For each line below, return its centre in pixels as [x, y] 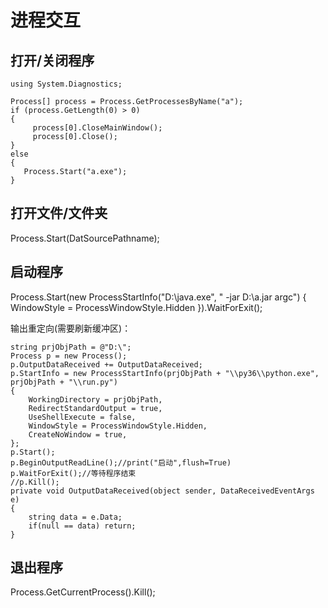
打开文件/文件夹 [59, 213]
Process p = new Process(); [69, 356]
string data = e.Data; [75, 517]
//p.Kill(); [35, 482]
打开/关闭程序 [52, 60]
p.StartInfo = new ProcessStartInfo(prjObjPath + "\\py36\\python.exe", [165, 373]
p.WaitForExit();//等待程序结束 [73, 473]
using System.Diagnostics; [66, 84]
